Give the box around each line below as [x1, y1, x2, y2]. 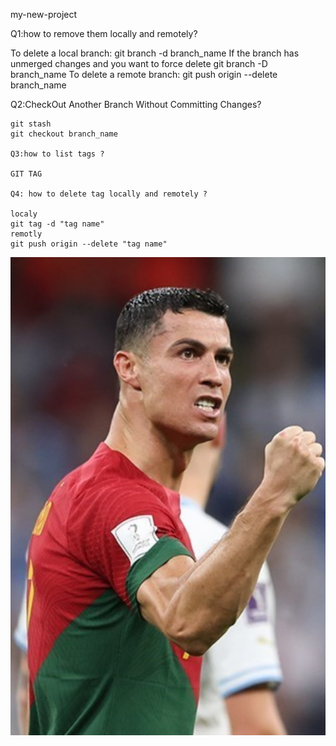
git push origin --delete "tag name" [10, 239, 168, 249]
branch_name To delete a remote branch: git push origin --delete [10, 69, 278, 80]
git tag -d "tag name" [10, 219, 105, 229]
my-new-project [10, 9, 78, 20]
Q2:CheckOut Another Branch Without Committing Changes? [10, 99, 262, 110]
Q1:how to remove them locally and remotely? [10, 28, 198, 39]
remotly [10, 229, 43, 239]
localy [10, 209, 38, 219]
